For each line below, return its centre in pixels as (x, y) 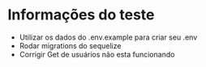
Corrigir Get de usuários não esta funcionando (97, 54)
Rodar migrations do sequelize (70, 45)
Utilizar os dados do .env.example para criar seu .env (108, 37)
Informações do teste (81, 15)
